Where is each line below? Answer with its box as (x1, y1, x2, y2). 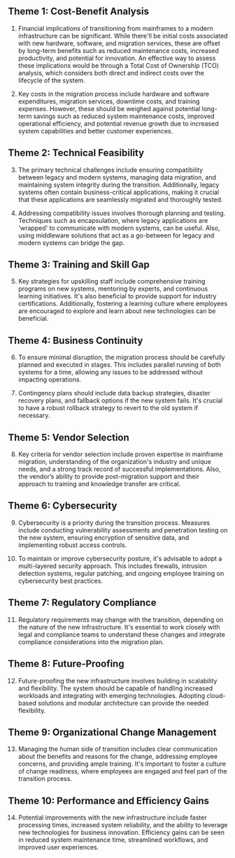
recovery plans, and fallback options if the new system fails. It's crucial (17, 396, 223, 405)
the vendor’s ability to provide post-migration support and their (17, 472, 200, 481)
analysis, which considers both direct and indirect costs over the (17, 68, 205, 77)
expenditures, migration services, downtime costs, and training (17, 97, 200, 106)
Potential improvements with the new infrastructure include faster (17, 813, 207, 822)
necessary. (17, 412, 50, 420)
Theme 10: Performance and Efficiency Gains (8, 794, 209, 806)
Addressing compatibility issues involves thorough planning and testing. (17, 209, 226, 217)
